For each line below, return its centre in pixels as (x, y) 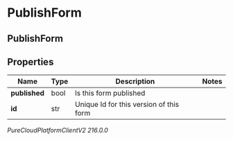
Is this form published (110, 93)
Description (135, 81)
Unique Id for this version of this (127, 104)
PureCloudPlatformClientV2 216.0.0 (58, 131)
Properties (31, 61)
